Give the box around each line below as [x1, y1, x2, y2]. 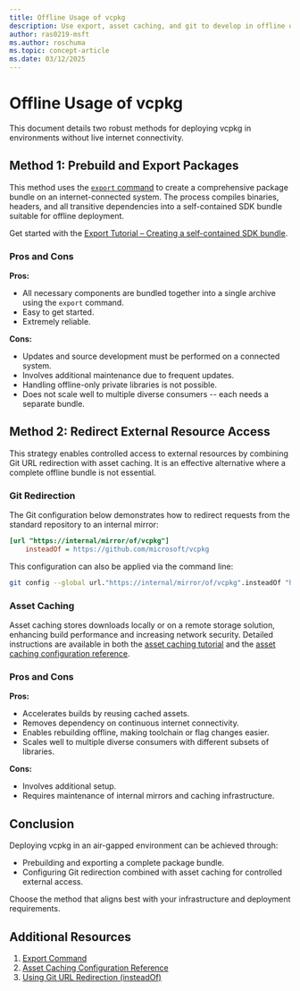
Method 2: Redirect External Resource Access [9, 424, 271, 439]
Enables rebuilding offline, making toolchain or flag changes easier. [21, 727, 270, 738]
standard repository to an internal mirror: [9, 520, 159, 530]
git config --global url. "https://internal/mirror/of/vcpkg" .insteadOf [9, 578, 281, 587]
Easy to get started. [21, 307, 95, 318]
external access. [21, 877, 83, 887]
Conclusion [9, 816, 75, 832]
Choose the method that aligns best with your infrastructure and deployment [9, 894, 291, 904]
